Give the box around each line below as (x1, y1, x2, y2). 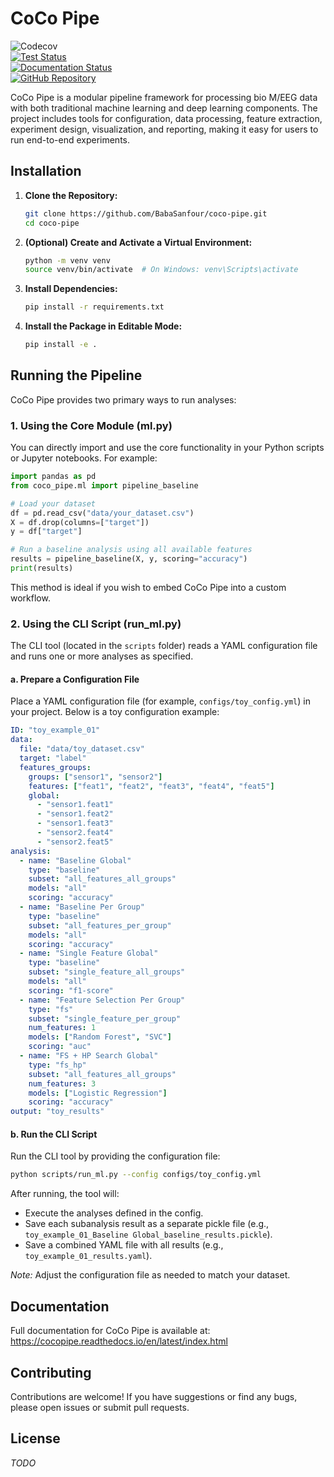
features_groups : (19, 762, 92, 772)
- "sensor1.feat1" (36, 800, 114, 810)
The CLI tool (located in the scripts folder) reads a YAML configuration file (10, 640, 318, 652)
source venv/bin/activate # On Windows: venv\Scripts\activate (24, 265, 299, 275)
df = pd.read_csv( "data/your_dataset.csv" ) (10, 508, 195, 518)
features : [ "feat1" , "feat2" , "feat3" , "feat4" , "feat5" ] (28, 781, 275, 791)
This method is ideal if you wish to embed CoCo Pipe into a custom (10, 581, 287, 593)
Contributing (10, 1364, 92, 1381)
